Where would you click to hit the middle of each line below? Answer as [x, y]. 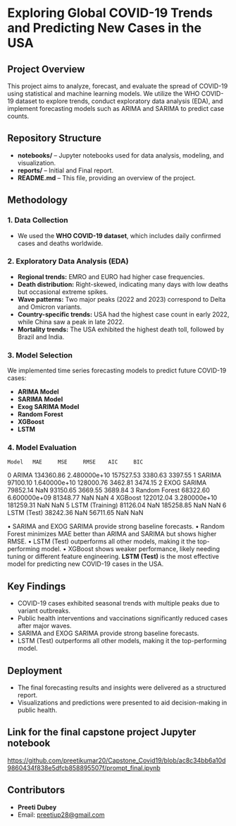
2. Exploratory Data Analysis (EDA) [68, 261]
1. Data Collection [38, 220]
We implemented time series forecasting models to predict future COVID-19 [117, 371]
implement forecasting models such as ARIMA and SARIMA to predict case [116, 108]
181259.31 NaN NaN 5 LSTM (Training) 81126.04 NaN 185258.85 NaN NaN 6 [117, 505]
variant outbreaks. [44, 611]
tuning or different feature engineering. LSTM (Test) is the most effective [113, 557]
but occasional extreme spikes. [63, 292]
